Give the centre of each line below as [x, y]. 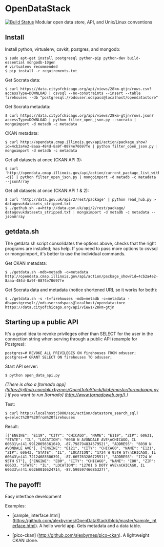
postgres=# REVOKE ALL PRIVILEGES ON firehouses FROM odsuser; [71, 353]
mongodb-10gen [41, 62]
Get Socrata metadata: [28, 106]
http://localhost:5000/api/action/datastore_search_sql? [79, 413]
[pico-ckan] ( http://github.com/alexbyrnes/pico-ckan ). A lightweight [81, 535]
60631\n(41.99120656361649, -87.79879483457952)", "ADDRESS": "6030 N [78, 444]
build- [134, 58]
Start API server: [21, 366]
